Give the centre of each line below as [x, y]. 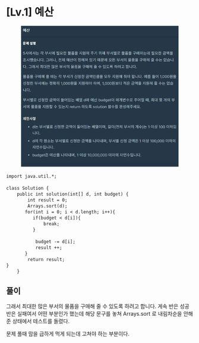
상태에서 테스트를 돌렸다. [41, 321]
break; [52, 224]
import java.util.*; [32, 176]
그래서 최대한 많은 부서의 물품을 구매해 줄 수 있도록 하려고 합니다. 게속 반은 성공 [98, 306]
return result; [46, 259]
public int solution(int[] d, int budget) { [73, 194]
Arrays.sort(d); [48, 206]
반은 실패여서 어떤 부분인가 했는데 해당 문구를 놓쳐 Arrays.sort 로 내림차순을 [94, 314]
